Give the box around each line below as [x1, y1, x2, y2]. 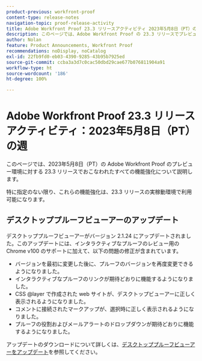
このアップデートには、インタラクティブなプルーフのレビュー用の [16, 239, 180, 247]
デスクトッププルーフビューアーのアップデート [6, 215, 179, 225]
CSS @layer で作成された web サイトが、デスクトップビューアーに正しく [14, 290, 196, 297]
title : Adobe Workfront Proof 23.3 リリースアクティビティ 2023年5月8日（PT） [6, 25, 193, 32]
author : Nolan [6, 37, 42, 43]
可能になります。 [6, 196, 48, 203]
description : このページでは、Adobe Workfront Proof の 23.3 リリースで [6, 31, 179, 37]
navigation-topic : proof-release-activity [6, 20, 114, 26]
